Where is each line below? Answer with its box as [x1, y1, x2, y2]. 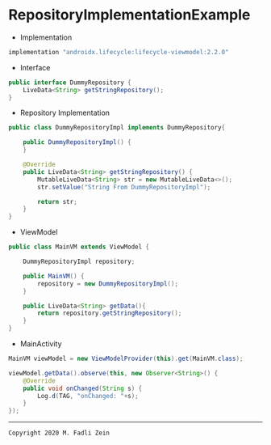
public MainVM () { [23, 272, 85, 280]
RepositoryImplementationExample [8, 6, 251, 24]
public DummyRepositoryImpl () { [23, 138, 131, 146]
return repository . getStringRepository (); [37, 309, 182, 317]
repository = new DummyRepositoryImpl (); [37, 279, 179, 288]
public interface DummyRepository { [8, 78, 131, 87]
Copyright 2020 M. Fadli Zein [8, 429, 110, 438]
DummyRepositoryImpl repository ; [23, 257, 135, 266]
